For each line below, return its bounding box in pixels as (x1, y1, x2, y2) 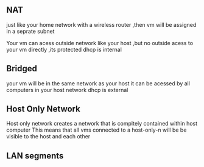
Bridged (6, 63, 38, 74)
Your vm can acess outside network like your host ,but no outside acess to (6, 39, 194, 46)
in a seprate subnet (6, 27, 55, 35)
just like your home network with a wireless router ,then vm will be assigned (6, 21, 197, 28)
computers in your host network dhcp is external (6, 86, 128, 93)
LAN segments (6, 151, 64, 161)
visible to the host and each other (6, 133, 91, 140)
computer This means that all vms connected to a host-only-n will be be (6, 126, 187, 133)
